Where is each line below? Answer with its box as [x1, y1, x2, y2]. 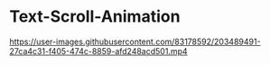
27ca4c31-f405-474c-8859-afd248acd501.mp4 [9, 45, 188, 56]
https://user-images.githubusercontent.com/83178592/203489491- [9, 36, 261, 47]
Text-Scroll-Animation [9, 6, 181, 27]
